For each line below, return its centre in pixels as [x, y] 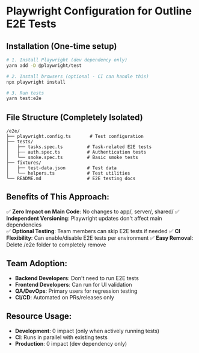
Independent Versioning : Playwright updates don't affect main [84, 218]
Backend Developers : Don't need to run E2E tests [77, 278]
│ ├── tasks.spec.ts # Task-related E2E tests [79, 147]
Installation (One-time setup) [62, 46]
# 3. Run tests [25, 93]
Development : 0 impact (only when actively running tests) [87, 331]
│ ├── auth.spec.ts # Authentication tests [76, 152]
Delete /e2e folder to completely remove [56, 245]
